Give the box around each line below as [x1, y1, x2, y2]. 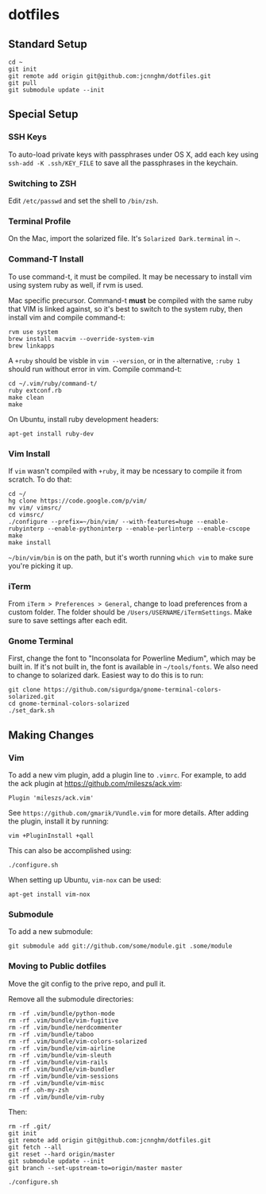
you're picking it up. [8, 560, 74, 570]
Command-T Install [8, 254, 84, 265]
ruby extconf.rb [8, 386, 62, 394]
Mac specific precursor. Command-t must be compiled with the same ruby [8, 296, 253, 305]
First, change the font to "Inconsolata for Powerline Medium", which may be [8, 653, 256, 663]
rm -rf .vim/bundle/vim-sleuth [8, 1051, 112, 1059]
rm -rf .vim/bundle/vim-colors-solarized [8, 1037, 148, 1045]
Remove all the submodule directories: [8, 994, 134, 1003]
